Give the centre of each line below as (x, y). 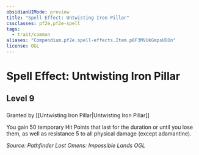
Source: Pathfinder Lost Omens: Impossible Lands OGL (76, 146)
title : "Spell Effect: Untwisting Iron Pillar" (68, 18)
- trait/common (31, 35)
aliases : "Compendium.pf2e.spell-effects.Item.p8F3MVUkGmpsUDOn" (91, 40)
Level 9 (20, 99)
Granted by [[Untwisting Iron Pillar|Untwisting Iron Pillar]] (78, 115)
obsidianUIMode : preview (38, 12)
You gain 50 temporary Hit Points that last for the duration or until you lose (100, 127)
